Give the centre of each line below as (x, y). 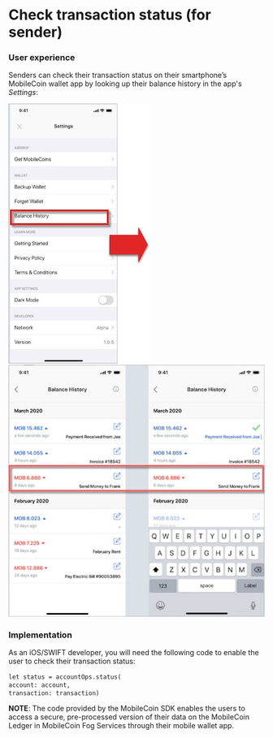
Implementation (41, 635)
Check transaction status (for (110, 15)
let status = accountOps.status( (65, 677)
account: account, (39, 685)
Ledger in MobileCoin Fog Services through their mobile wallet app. (121, 725)
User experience (42, 58)
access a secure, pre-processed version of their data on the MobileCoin (129, 717)
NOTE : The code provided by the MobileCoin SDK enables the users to (127, 708)
